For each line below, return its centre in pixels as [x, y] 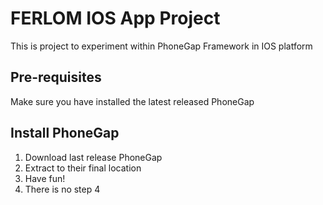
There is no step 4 [62, 189]
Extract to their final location [83, 168]
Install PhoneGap [65, 133]
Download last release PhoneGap [93, 157]
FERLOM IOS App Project [115, 18]
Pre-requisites [56, 77]
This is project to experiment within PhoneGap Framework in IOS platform [161, 46]
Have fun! [45, 178]
